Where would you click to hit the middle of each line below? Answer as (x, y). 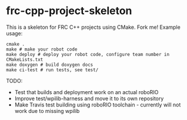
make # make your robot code (42, 49)
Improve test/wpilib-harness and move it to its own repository (89, 98)
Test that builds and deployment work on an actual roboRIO (86, 92)
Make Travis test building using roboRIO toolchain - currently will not (98, 105)
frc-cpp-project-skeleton (69, 11)
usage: (14, 33)
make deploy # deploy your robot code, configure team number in (88, 54)
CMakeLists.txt (25, 59)
